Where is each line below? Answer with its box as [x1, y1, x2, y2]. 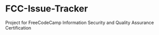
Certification [5, 24, 31, 30]
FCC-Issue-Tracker [5, 3, 88, 14]
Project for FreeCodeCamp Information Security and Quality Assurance [5, 19, 154, 25]
